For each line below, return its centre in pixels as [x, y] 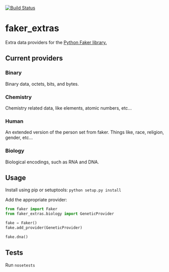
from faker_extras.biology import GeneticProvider [60, 214]
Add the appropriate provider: [36, 200]
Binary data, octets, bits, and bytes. [42, 84]
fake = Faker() [21, 223]
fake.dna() [17, 237]
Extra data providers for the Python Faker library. [56, 42]
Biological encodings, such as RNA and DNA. [52, 162]
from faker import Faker [31, 209]
